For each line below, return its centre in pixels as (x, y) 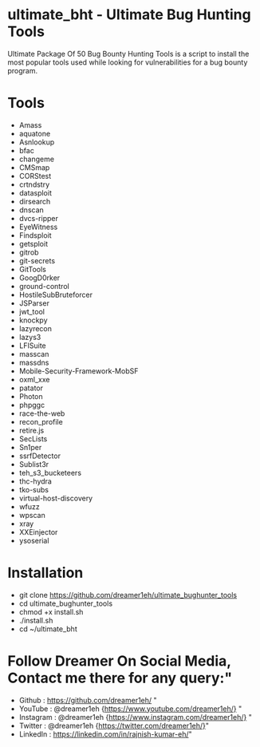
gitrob (29, 252)
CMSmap (34, 167)
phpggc (32, 405)
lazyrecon (35, 328)
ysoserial (34, 540)
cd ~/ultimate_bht (48, 629)
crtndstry (34, 184)
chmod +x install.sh (51, 611)
